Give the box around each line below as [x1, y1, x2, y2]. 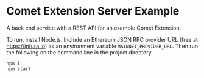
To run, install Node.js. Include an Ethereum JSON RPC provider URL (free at [6, 36, 198, 43]
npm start [6, 65, 32, 72]
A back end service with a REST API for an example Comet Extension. [6, 24, 181, 31]
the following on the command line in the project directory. [6, 48, 153, 56]
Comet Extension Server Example [6, 4, 180, 18]
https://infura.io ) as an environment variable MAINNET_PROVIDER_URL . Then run [6, 42, 199, 50]
